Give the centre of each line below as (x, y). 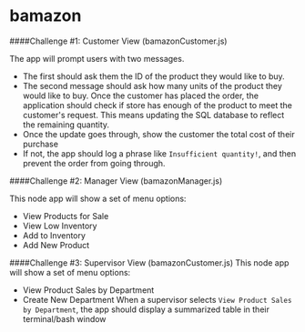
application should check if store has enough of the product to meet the (158, 105)
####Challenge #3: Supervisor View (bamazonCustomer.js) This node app (149, 262)
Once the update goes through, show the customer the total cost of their (158, 134)
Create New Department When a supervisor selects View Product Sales (157, 299)
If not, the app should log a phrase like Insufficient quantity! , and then (159, 153)
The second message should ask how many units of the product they (152, 86)
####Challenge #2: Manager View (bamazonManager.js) (116, 181)
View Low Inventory (60, 226)
